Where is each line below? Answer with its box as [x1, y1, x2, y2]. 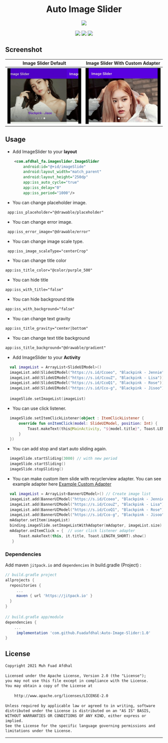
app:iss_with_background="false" [5, 307, 75, 312]
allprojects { [5, 577, 35, 582]
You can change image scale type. [12, 238, 84, 244]
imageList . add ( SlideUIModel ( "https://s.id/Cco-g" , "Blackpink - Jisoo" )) [9, 386, 166, 391]
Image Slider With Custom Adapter [85, 60, 160, 66]
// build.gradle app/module [5, 614, 64, 619]
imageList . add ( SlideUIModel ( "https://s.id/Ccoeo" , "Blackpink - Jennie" [9, 370, 164, 375]
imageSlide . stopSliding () [9, 467, 64, 472]
